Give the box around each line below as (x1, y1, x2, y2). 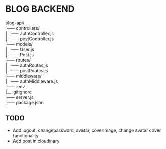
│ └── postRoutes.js (5, 67, 48, 73)
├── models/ (5, 41, 33, 47)
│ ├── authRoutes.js (5, 62, 48, 68)
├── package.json (5, 99, 44, 105)
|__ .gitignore (5, 89, 32, 95)
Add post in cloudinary (12, 138, 60, 144)
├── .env (5, 83, 25, 89)
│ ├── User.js (5, 46, 34, 52)
